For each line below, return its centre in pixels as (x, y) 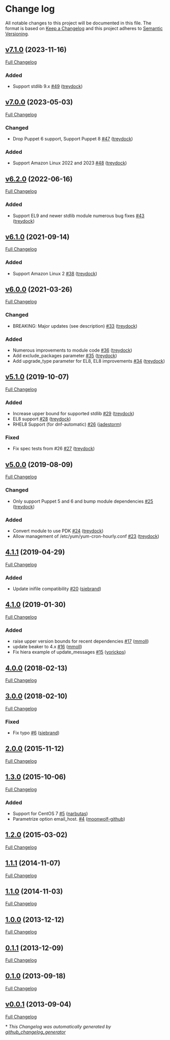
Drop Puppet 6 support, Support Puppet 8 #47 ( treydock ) (73, 139)
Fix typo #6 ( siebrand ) (36, 733)
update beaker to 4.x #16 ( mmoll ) (47, 647)
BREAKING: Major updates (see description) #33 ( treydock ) (75, 326)
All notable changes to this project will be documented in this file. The (78, 23)
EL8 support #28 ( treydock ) (42, 419)
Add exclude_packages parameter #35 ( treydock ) (65, 356)
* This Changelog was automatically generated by (58, 1026)
